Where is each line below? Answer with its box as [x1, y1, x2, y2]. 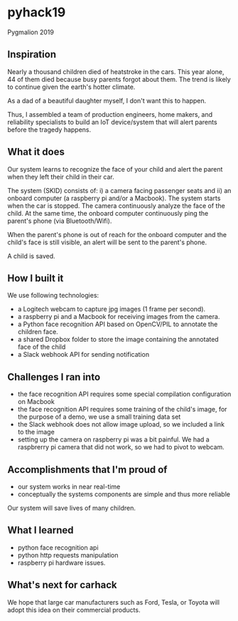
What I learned [7, 524, 74, 536]
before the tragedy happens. [7, 125, 92, 134]
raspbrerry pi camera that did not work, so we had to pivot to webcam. [17, 443, 225, 452]
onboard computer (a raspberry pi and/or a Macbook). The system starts [7, 194, 221, 202]
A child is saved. [7, 251, 55, 260]
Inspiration [7, 48, 57, 61]
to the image [17, 428, 55, 437]
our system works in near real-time [17, 482, 121, 491]
